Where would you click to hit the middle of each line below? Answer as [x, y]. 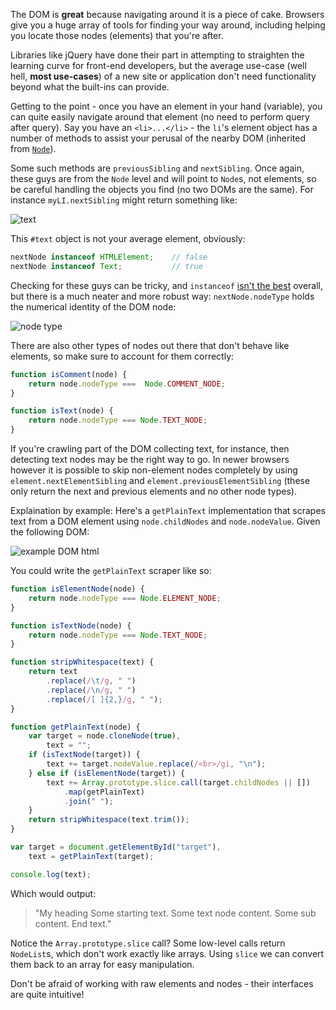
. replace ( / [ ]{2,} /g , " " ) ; [104, 699]
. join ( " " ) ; [88, 801]
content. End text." [73, 923]
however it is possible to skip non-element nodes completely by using [154, 470]
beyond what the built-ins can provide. [90, 87]
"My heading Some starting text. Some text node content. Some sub [175, 913]
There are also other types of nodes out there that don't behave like [150, 345]
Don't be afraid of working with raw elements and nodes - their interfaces [162, 983]
